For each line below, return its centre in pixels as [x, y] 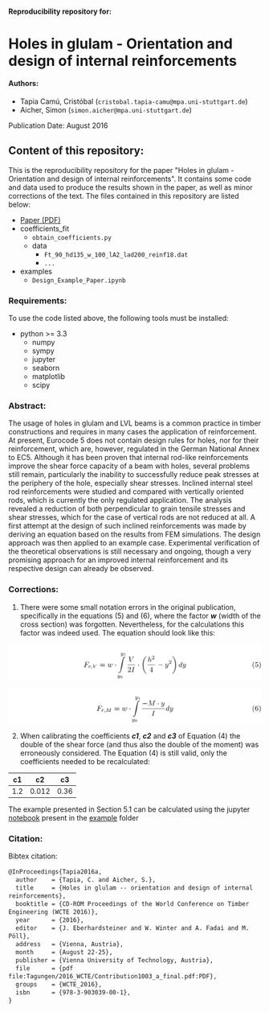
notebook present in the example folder [73, 817]
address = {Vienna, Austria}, [70, 944]
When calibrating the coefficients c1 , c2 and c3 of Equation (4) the [130, 736]
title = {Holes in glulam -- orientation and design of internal [134, 888]
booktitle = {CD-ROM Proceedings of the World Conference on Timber [132, 904]
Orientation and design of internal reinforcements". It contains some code [130, 179]
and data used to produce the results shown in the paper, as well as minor [130, 187]
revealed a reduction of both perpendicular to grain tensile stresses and [127, 509]
